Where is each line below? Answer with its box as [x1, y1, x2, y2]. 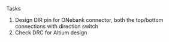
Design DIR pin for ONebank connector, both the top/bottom [14, 17, 164, 23]
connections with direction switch [14, 23, 99, 30]
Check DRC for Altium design [14, 29, 87, 36]
